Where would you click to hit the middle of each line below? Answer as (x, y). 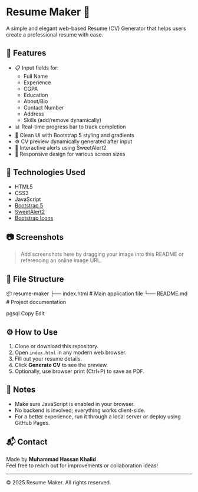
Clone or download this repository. (57, 346)
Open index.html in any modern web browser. (70, 352)
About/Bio (36, 101)
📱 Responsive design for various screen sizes (70, 154)
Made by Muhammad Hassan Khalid (51, 459)
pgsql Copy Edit (26, 313)
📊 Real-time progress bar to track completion (70, 127)
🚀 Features (26, 53)
